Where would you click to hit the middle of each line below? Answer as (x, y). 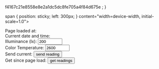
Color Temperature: (25, 48)
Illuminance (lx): (21, 41)
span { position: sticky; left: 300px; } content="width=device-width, (73, 16)
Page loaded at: (21, 31)
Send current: (19, 54)
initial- (148, 16)
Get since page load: (26, 60)
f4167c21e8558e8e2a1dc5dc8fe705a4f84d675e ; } (56, 7)
